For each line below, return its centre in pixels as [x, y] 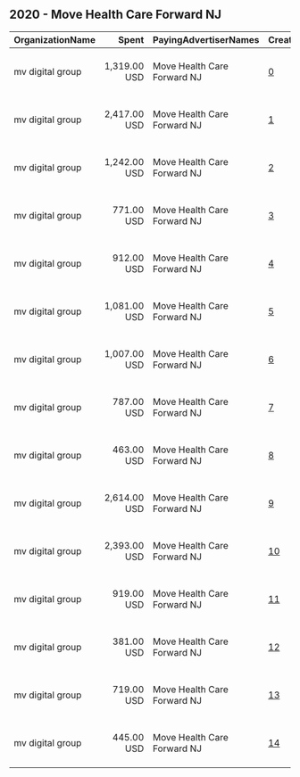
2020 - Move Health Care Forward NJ [115, 15]
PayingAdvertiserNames [206, 39]
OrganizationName [55, 39]
